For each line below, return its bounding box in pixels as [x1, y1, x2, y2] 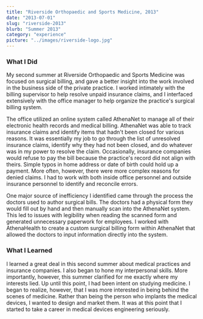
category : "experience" [6, 32, 67, 38]
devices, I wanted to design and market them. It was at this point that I [6, 299, 182, 306]
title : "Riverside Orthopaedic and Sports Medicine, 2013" [6, 9, 159, 15]
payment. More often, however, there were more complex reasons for [6, 167, 181, 174]
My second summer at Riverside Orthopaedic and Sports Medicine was [6, 71, 185, 79]
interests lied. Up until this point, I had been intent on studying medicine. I [6, 279, 190, 287]
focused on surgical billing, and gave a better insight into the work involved [6, 77, 194, 85]
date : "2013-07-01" [6, 15, 56, 21]
